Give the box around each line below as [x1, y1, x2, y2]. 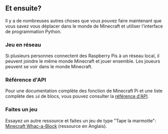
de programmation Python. [5, 28, 62, 35]
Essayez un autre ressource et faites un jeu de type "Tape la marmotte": [5, 117, 156, 124]
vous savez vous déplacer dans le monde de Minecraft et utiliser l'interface [5, 23, 163, 29]
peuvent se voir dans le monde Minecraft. [5, 64, 93, 70]
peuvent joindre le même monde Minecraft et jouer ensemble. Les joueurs [5, 58, 160, 64]
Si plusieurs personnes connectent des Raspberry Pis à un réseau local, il [5, 53, 159, 59]
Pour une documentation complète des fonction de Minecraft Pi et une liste [5, 88, 163, 94]
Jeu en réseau [5, 41, 41, 48]
